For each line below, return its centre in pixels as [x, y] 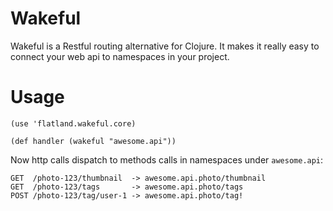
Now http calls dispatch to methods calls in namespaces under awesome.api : [167, 159]
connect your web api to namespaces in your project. [120, 56]
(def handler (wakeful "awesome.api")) [93, 141]
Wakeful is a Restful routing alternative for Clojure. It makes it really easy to [165, 46]
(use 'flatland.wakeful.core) [73, 123]
